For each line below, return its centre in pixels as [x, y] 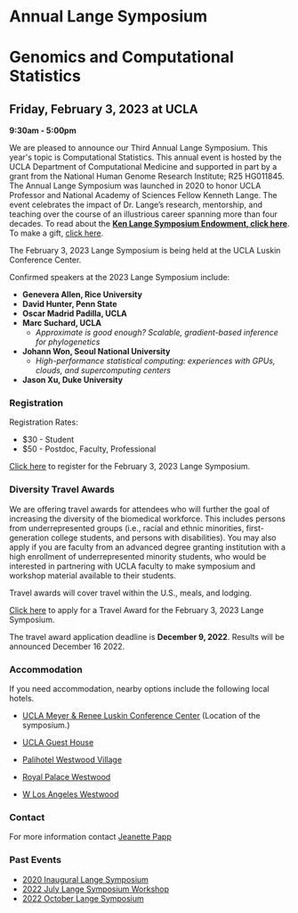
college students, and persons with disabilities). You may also [163, 537]
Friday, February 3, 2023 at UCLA [104, 109]
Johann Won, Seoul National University [96, 352]
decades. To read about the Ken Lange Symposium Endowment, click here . [149, 224]
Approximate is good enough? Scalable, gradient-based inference [157, 333]
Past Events [36, 860]
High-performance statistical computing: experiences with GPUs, [155, 361]
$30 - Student [48, 440]
